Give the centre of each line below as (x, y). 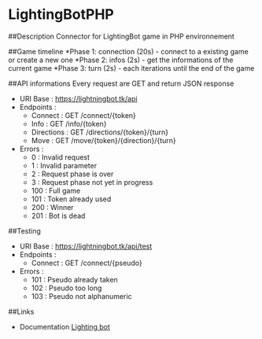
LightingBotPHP (61, 15)
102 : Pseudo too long (66, 288)
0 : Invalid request (61, 157)
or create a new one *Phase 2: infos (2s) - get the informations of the (121, 60)
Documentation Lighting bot (65, 326)
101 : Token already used (71, 199)
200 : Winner (52, 207)
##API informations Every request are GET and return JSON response (121, 83)
